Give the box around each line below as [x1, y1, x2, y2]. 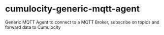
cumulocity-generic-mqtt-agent [5, 3, 140, 14]
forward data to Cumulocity [5, 24, 61, 30]
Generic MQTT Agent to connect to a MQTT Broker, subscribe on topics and [5, 19, 160, 25]
